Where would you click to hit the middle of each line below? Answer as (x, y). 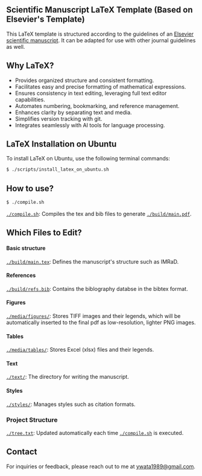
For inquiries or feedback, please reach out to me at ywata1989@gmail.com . (101, 466)
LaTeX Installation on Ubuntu (62, 144)
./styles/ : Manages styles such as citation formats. (71, 404)
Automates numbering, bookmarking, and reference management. (97, 106)
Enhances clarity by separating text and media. (73, 112)
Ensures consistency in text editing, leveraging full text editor (91, 93)
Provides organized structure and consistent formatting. (84, 80)
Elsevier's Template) (46, 20)
